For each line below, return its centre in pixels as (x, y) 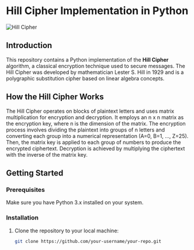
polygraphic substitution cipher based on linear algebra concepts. (85, 78)
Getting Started (35, 173)
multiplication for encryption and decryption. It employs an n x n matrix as (95, 117)
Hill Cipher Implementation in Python (97, 11)
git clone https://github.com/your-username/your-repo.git (88, 241)
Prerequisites (25, 190)
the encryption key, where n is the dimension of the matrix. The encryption (96, 123)
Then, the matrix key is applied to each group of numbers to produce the (93, 142)
